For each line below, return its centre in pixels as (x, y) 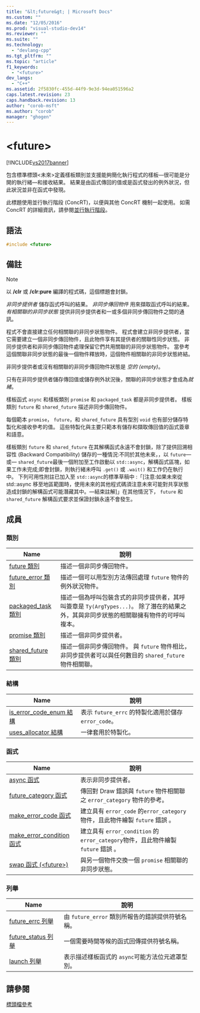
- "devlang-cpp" (31, 51)
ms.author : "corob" (30, 111)
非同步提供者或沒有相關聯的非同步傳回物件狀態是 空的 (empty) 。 (85, 366)
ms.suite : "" (22, 39)
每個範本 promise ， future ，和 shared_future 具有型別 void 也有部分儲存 (95, 419)
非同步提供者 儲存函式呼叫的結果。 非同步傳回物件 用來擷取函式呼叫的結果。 (99, 304)
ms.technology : (25, 45)
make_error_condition (39, 835)
